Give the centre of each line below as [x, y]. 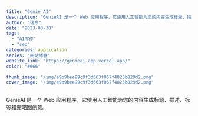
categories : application [37, 50]
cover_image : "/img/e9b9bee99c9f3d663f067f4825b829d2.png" [80, 82]
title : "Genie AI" [29, 11]
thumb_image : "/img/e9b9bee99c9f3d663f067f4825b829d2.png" [80, 77]
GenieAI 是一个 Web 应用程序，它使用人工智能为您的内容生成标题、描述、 [96, 100]
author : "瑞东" [24, 22]
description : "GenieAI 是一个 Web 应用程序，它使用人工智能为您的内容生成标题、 [97, 17]
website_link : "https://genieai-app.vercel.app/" [68, 61]
